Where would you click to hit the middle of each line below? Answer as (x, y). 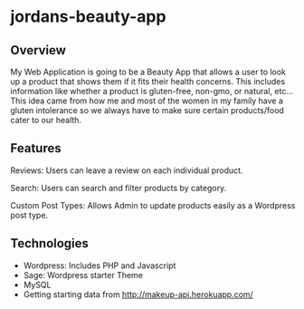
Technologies (50, 243)
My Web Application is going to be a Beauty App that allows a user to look (148, 72)
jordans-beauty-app (88, 17)
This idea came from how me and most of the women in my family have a (147, 101)
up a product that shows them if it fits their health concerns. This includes (148, 82)
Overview (38, 50)
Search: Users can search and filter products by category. (119, 188)
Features (36, 148)
